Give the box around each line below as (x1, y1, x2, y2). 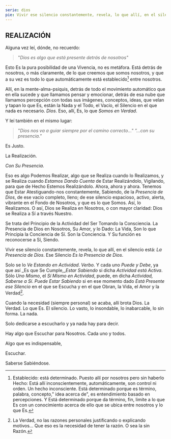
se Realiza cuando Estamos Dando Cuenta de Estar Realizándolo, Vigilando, (5, 178, 165, 184)
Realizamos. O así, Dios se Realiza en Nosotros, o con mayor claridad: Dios (5, 205, 163, 211)
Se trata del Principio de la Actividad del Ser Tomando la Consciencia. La (5, 220, 158, 226)
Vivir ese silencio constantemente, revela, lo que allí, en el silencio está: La (5, 246, 162, 253)
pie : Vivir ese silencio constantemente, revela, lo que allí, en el (5, 12, 156, 17)
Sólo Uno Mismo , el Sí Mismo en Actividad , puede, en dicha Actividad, (5, 273, 153, 279)
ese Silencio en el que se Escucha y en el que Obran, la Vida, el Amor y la (5, 283, 159, 289)
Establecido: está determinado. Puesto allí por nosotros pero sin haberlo (12, 375, 164, 381)
